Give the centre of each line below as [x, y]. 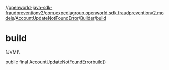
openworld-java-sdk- [31, 7]
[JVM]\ [13, 52]
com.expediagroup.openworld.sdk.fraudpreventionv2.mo [104, 13]
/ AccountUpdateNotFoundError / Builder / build [60, 18]
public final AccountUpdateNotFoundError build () [56, 62]
